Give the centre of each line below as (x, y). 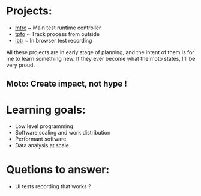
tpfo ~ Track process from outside (57, 34)
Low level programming (44, 126)
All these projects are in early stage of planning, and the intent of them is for (100, 52)
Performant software (40, 139)
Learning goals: (46, 110)
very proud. (20, 65)
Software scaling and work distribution (63, 133)
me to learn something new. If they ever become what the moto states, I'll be (101, 58)
